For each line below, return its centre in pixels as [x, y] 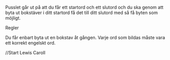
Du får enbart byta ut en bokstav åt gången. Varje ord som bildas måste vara [85, 38]
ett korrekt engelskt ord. [30, 43]
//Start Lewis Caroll [25, 53]
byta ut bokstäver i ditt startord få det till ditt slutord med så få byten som [82, 13]
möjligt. [13, 18]
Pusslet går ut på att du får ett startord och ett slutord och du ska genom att [84, 7]
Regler [12, 28]
